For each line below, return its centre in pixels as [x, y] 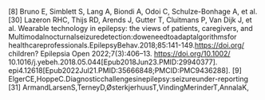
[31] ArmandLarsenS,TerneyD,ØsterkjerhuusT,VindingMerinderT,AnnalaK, [129, 87]
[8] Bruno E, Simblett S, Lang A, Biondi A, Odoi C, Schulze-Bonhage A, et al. [133, 12]
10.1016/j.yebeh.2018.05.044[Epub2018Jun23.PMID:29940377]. [113, 62]
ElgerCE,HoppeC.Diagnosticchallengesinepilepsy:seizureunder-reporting [129, 79]
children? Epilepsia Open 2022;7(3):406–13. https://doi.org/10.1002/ [119, 54]
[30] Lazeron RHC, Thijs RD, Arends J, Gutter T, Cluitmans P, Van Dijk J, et [131, 20]
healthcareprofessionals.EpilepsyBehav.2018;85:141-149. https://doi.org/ [127, 45]
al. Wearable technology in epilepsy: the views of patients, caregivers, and [131, 28]
